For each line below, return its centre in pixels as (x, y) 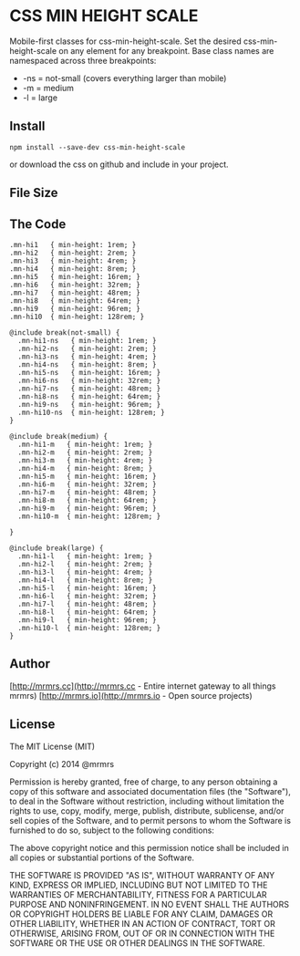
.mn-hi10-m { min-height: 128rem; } (89, 516)
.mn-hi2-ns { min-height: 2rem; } (87, 348)
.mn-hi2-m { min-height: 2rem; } (85, 452)
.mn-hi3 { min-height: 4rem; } (73, 261)
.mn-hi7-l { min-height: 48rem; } (87, 604)
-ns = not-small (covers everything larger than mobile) (124, 78)
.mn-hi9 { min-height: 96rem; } (75, 308)
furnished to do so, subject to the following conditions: (112, 830)
